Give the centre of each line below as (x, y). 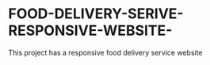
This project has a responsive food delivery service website (106, 52)
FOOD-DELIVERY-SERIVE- (96, 14)
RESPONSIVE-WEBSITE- (90, 31)
